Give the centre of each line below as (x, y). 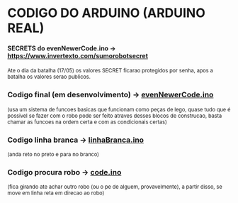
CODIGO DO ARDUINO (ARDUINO (106, 13)
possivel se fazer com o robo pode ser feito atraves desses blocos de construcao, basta (115, 116)
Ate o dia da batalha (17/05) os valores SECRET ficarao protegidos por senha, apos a (110, 71)
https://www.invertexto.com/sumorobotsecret (78, 55)
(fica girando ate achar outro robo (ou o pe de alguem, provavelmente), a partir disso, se (115, 187)
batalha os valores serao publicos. (49, 77)
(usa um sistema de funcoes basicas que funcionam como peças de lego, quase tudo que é (119, 109)
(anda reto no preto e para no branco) (53, 154)
